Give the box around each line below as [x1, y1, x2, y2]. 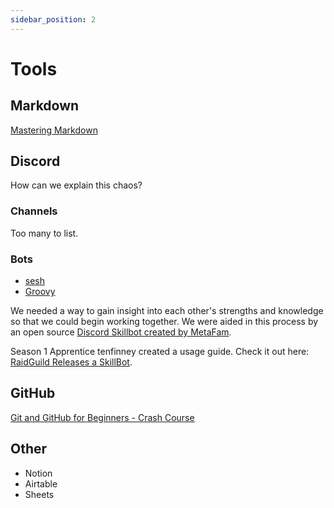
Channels [10, 204, 58, 218]
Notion [24, 467, 53, 479]
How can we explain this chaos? [10, 179, 143, 191]
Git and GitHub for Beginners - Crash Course [10, 411, 195, 423]
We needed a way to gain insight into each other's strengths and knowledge [10, 305, 324, 317]
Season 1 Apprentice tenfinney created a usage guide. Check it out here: [10, 346, 310, 358]
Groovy [24, 286, 56, 298]
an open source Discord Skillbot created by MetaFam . [10, 326, 232, 338]
